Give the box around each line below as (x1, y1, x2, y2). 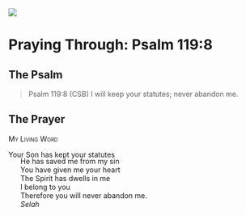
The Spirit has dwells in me (19, 173, 111, 183)
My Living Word (8, 133, 58, 144)
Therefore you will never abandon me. (19, 190, 148, 200)
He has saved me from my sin (19, 156, 120, 166)
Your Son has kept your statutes (8, 150, 116, 159)
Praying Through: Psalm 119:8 (8, 36, 213, 54)
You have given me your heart (19, 165, 121, 175)
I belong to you (19, 182, 70, 192)
